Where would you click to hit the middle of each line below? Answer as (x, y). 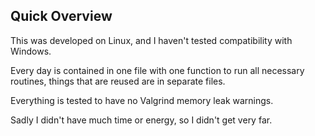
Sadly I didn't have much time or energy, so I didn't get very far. (141, 120)
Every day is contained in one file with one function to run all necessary (157, 70)
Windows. (31, 51)
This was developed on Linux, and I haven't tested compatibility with (151, 40)
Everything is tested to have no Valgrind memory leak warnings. (142, 100)
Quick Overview (61, 16)
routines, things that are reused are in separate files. (118, 81)
